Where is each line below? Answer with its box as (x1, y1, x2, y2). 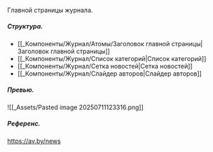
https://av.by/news (7, 137, 61, 145)
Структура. (7, 22, 43, 30)
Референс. (7, 119, 41, 127)
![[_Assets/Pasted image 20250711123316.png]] (7, 103, 144, 111)
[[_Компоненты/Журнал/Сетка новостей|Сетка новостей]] (17, 62, 193, 70)
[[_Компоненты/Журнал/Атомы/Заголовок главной (17, 39, 170, 48)
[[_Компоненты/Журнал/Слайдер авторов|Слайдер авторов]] (17, 69, 202, 78)
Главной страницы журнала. (7, 6, 93, 14)
